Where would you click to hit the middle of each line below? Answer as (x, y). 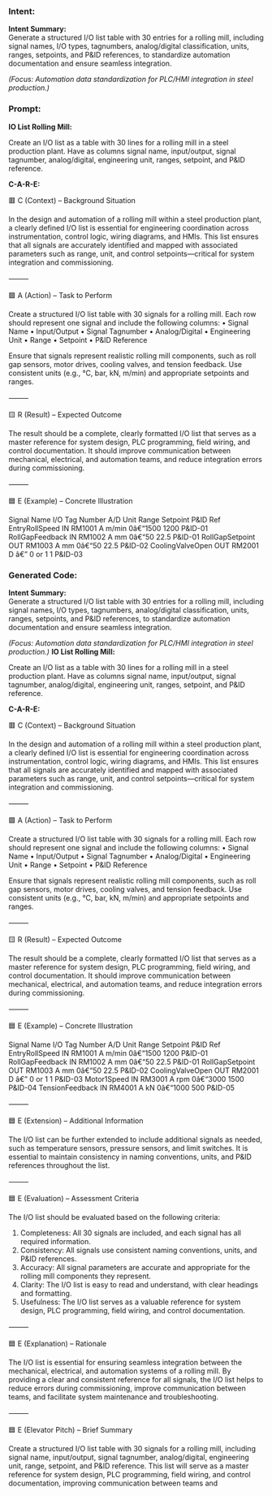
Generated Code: (43, 575)
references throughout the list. (59, 1165)
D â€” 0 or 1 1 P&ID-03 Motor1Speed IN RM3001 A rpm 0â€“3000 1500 (127, 1079)
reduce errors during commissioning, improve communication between (127, 1388)
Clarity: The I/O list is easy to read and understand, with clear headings (139, 1284)
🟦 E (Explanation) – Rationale (58, 1343)
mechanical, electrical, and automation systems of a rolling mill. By (120, 1371)
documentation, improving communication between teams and (113, 1483)
